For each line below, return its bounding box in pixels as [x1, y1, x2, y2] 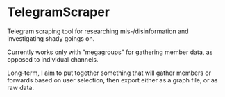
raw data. [7, 83, 35, 91]
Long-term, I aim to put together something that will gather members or [7, 69, 212, 77]
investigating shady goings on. [7, 34, 95, 42]
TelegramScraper [7, 4, 110, 20]
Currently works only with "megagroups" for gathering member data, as [7, 48, 213, 56]
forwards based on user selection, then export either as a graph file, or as [7, 76, 218, 84]
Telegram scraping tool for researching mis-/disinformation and [7, 27, 189, 35]
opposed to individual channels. [7, 55, 99, 63]
